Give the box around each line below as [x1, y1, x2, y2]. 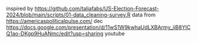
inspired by [6, 5, 34, 12]
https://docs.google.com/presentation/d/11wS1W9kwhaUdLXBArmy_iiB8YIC [6, 24, 191, 31]
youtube [104, 30, 125, 37]
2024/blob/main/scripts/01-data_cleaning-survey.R [6, 11, 131, 18]
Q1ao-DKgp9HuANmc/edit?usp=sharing [6, 30, 104, 37]
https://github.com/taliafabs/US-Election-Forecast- [34, 5, 160, 12]
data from [131, 11, 156, 18]
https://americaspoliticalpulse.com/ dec [6, 18, 104, 24]
